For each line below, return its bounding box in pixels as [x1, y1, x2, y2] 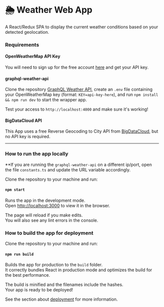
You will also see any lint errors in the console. [5, 217, 99, 223]
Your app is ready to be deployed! [5, 287, 73, 293]
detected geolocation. [5, 29, 50, 35]
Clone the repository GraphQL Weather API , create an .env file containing [5, 87, 153, 93]
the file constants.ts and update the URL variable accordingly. [5, 166, 131, 172]
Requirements [5, 41, 40, 48]
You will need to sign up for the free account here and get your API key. [5, 65, 149, 71]
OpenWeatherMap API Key [5, 53, 61, 59]
